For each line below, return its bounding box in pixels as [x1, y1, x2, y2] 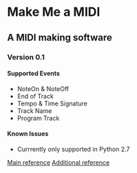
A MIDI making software [7, 32, 112, 43]
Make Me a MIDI [7, 4, 101, 20]
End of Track [17, 92, 54, 100]
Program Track [17, 114, 60, 122]
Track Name [17, 106, 52, 114]
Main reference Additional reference [7, 158, 110, 166]
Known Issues [7, 130, 49, 138]
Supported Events [7, 70, 61, 78]
